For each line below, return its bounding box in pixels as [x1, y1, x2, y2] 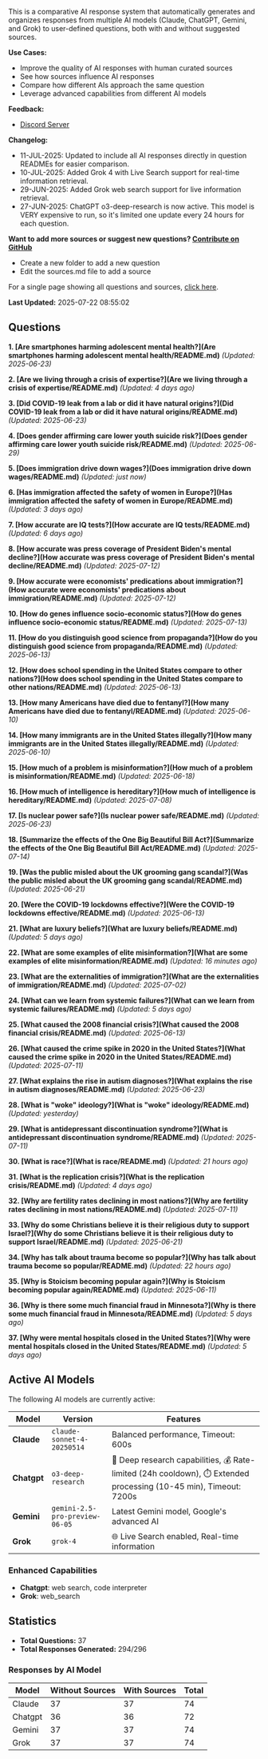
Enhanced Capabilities [8, 1565, 98, 1576]
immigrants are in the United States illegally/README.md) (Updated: [8, 739, 239, 748]
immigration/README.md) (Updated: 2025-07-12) [8, 593, 177, 603]
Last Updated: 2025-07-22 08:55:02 [8, 297, 130, 307]
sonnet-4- [51, 1434, 89, 1444]
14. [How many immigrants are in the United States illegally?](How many [8, 730, 253, 740]
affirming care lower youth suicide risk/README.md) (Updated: [8, 439, 223, 449]
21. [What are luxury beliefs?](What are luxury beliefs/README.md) [8, 923, 238, 933]
